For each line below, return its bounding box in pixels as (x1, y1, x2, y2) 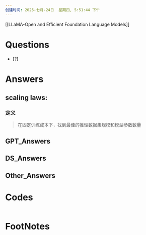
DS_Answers (5, 154, 46, 163)
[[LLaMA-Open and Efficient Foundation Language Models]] (5, 21, 130, 27)
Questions (5, 39, 49, 51)
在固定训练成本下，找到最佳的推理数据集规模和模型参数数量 (17, 122, 141, 128)
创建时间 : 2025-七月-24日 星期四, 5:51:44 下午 (5, 7, 100, 13)
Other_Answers (5, 171, 55, 180)
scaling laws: (5, 93, 48, 102)
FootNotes (5, 220, 50, 232)
